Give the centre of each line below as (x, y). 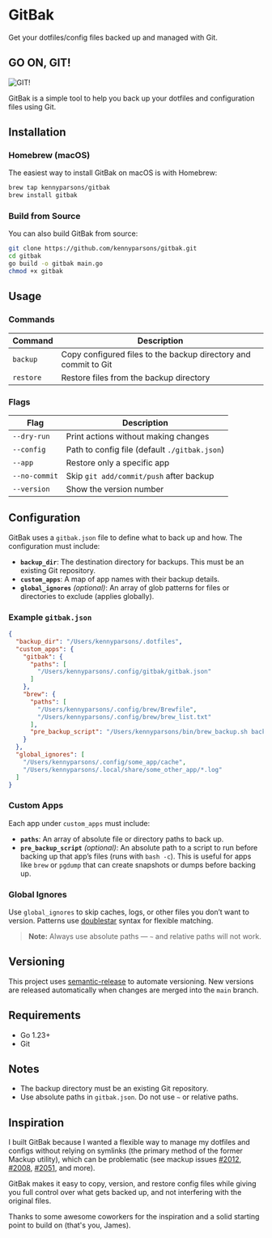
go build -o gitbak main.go (56, 264)
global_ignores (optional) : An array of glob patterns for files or (125, 587)
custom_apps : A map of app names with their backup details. (120, 579)
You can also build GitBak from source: (73, 233)
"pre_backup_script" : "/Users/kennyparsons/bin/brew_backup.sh (139, 732)
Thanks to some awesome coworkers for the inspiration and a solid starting (134, 1217)
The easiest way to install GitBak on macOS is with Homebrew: (113, 173)
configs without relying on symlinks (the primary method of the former (125, 1151)
